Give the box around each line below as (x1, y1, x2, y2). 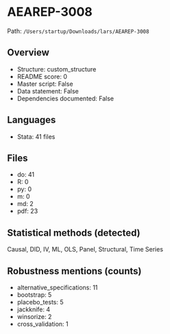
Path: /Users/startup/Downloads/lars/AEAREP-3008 (7, 27, 149, 35)
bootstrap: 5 (16, 291, 52, 299)
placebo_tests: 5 (16, 298, 64, 306)
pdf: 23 (16, 207, 38, 215)
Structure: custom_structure (16, 65, 97, 73)
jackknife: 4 (16, 305, 51, 313)
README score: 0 (16, 72, 67, 80)
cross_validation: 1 (16, 320, 69, 328)
